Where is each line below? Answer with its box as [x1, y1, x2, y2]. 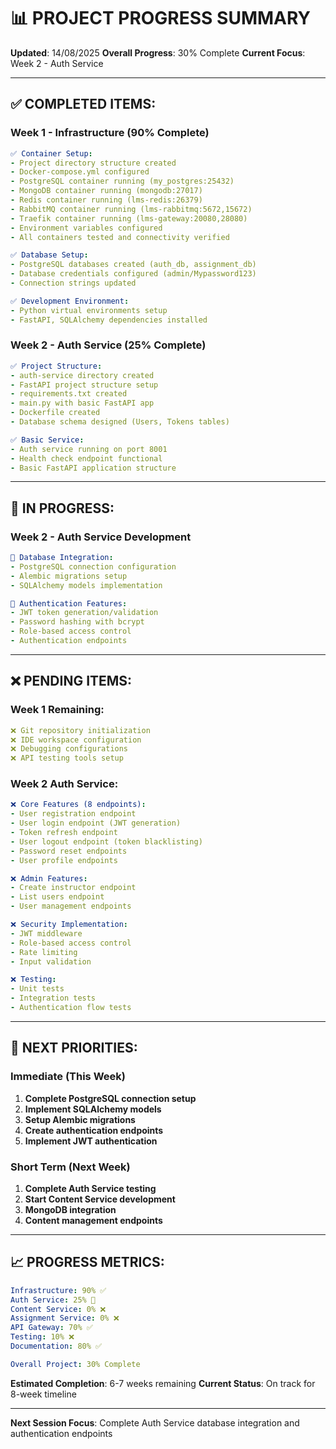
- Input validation [10, 956, 92, 967]
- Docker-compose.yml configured [10, 167, 150, 177]
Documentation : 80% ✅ [10, 1341, 103, 1352]
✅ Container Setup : [10, 148, 93, 159]
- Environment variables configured [10, 223, 163, 233]
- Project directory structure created [10, 158, 177, 168]
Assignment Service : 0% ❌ [10, 1313, 120, 1324]
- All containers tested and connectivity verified [10, 232, 230, 242]
